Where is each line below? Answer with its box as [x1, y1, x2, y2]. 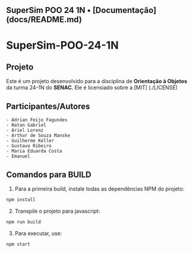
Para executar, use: [14, 229, 62, 237]
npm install [6, 197, 36, 203]
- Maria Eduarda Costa [6, 148, 62, 154]
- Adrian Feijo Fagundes [6, 117, 68, 123]
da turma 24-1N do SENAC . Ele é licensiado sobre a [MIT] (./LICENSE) [6, 84, 178, 91]
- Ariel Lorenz [6, 128, 44, 134]
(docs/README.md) [6, 15, 82, 25]
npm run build [6, 219, 42, 225]
